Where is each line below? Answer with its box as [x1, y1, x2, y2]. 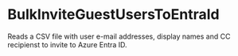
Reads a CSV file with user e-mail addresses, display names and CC [7, 32, 231, 41]
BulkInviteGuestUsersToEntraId [7, 6, 220, 24]
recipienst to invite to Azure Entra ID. [7, 39, 128, 49]
